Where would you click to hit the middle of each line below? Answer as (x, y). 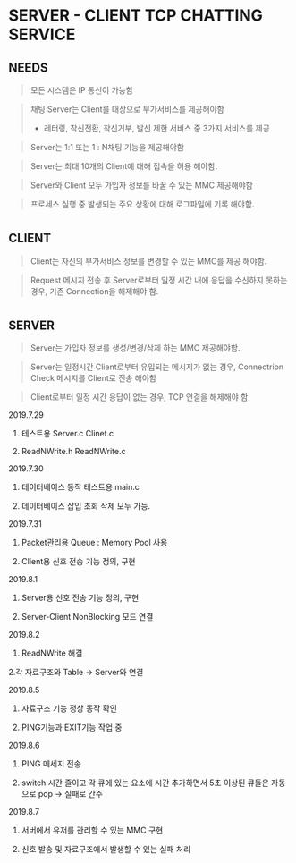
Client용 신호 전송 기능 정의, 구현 (78, 562)
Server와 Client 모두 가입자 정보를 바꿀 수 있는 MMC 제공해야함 (142, 185)
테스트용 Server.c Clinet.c (68, 434)
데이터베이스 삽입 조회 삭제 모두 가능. (86, 506)
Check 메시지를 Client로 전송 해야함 (93, 378)
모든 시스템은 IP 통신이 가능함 (81, 90)
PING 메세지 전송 (51, 764)
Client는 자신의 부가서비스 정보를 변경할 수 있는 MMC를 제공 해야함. (148, 261)
